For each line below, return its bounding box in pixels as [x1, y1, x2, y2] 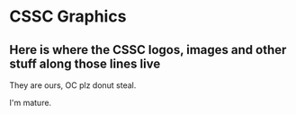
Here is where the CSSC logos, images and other [9, 42, 287, 57]
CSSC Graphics [9, 6, 127, 27]
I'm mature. [9, 97, 52, 108]
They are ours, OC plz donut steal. [9, 80, 137, 91]
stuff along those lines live [9, 56, 161, 71]
